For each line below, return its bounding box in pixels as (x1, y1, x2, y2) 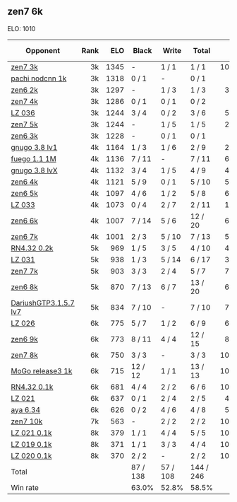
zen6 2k (11, 85, 39, 95)
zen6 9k (11, 334, 39, 344)
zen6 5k (11, 188, 39, 198)
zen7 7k (11, 266, 39, 276)
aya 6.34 (11, 404, 41, 414)
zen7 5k (11, 119, 39, 129)
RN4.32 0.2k (11, 243, 54, 253)
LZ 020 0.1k (11, 450, 52, 460)
